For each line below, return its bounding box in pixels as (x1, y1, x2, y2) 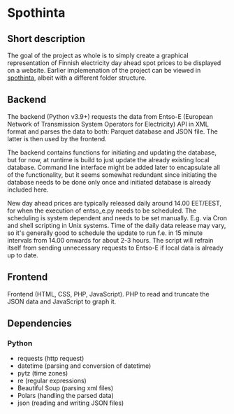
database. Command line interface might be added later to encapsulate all (7, 163, 220, 171)
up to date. (7, 250, 38, 259)
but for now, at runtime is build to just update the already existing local (7, 155, 210, 164)
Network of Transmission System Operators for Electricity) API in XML (7, 120, 210, 128)
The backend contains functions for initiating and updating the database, (7, 148, 217, 157)
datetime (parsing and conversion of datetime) (17, 362, 152, 370)
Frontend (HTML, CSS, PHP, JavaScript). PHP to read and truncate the (7, 290, 210, 298)
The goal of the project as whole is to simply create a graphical (7, 51, 189, 59)
